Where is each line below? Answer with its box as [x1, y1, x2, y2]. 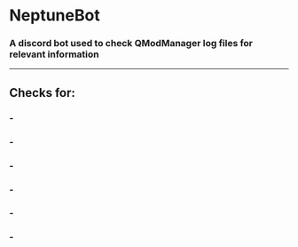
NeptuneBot [9, 5, 100, 26]
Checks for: [9, 85, 75, 100]
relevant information [9, 48, 99, 60]
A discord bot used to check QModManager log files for [9, 37, 254, 50]
